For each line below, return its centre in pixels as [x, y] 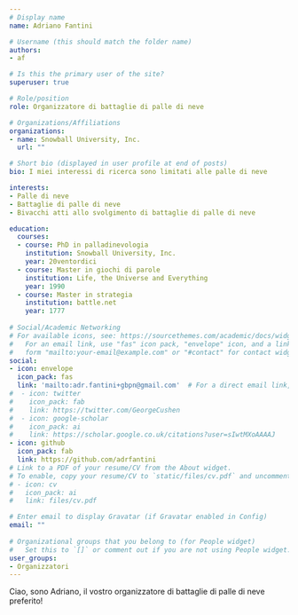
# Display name [37, 17]
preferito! [26, 601]
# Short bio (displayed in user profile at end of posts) [118, 164]
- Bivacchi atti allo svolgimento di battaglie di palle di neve [132, 213]
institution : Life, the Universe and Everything [117, 278]
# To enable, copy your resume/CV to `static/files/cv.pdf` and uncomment [150, 476]
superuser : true [39, 83]
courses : [33, 237]
